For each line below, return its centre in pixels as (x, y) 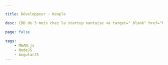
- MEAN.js (24, 46)
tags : (11, 41)
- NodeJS (23, 50)
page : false (17, 32)
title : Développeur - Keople (35, 14)
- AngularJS (26, 55)
